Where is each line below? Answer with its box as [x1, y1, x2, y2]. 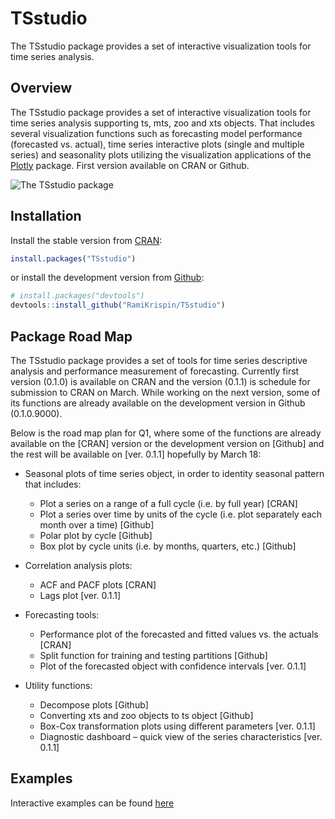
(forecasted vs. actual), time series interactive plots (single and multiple [10, 138, 305, 150]
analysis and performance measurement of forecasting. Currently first [10, 365, 300, 377]
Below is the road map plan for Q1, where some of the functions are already [10, 427, 322, 439]
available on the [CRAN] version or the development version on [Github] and [10, 438, 325, 449]
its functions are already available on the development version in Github [10, 397, 306, 409]
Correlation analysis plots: [24, 560, 133, 571]
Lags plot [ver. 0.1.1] [39, 590, 122, 601]
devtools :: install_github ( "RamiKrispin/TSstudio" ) [10, 300, 226, 311]
